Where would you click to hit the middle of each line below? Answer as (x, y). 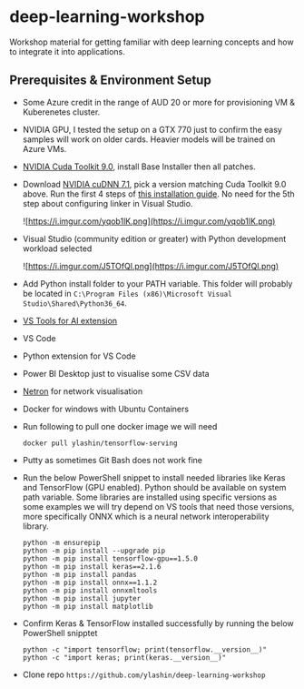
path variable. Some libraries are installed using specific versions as (150, 497)
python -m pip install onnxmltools (90, 590)
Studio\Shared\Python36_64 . (74, 303)
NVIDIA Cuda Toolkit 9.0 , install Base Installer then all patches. (139, 167)
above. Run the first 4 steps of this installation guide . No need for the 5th (158, 194)
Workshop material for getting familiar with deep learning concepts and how (152, 42)
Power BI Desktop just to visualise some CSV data (116, 373)
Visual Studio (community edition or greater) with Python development (154, 238)
